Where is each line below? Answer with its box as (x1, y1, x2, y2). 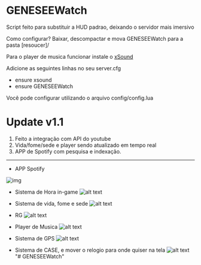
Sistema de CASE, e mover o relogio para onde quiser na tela (14, 246, 166, 254)
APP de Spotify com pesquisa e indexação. (14, 147, 121, 155)
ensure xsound (14, 76, 52, 83)
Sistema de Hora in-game (14, 188, 78, 195)
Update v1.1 (6, 115, 64, 129)
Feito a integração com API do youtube (14, 135, 111, 142)
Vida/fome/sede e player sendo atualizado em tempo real (14, 141, 157, 149)
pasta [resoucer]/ (6, 41, 50, 49)
